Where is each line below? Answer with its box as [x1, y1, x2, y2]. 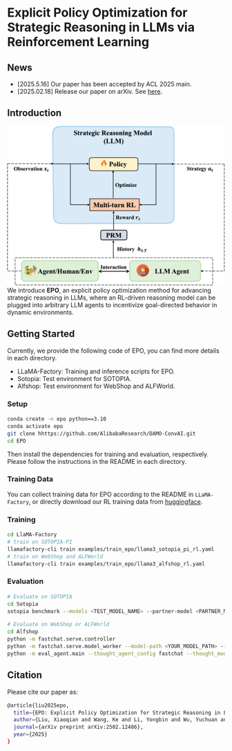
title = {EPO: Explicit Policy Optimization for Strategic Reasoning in [13, 709, 221, 716]
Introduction [7, 107, 62, 119]
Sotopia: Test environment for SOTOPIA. [17, 374, 132, 382]
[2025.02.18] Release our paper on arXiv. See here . [17, 88, 163, 95]
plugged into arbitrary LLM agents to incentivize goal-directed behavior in [7, 300, 217, 309]
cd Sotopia [7, 601, 39, 607]
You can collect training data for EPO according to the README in [7, 490, 194, 498]
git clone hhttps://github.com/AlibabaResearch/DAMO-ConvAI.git [7, 430, 196, 437]
